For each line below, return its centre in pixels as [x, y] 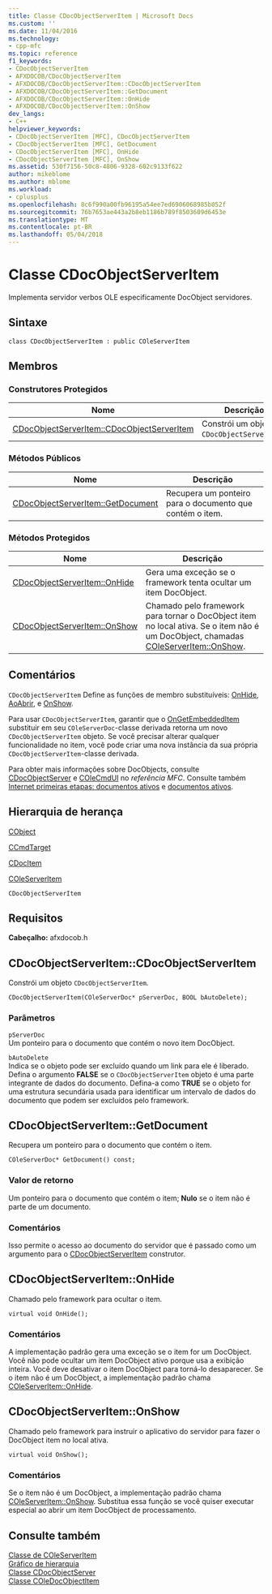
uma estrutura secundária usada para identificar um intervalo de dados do [132, 1091]
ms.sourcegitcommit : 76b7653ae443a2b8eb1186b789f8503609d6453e [117, 212]
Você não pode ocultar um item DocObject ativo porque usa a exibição [126, 1360]
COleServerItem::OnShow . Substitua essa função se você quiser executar [131, 1502]
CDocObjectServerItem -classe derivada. [74, 753]
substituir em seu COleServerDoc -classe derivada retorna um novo [118, 728]
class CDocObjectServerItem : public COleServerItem [99, 342]
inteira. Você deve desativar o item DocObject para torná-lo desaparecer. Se [136, 1369]
